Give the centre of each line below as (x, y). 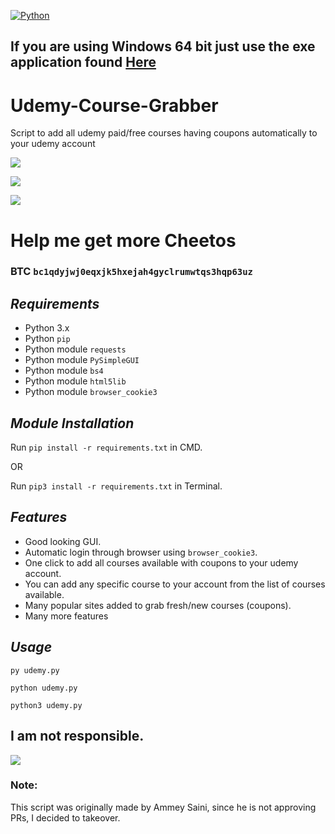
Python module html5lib (75, 381)
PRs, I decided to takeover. (65, 817)
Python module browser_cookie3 (91, 392)
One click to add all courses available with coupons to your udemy (161, 562)
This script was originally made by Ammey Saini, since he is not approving (163, 807)
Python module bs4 (64, 371)
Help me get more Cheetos (123, 240)
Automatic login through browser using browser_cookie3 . (141, 552)
